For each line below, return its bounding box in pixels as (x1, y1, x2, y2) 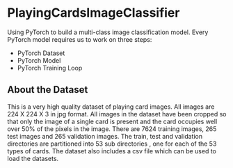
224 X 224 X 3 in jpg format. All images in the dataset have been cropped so (7, 109, 227, 118)
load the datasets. (7, 154, 59, 162)
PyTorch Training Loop (17, 63, 83, 72)
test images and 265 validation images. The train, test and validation (7, 132, 203, 140)
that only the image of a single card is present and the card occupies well (7, 117, 218, 125)
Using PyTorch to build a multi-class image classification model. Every (7, 28, 209, 36)
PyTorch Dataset (17, 49, 65, 57)
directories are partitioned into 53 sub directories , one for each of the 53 (7, 139, 217, 148)
